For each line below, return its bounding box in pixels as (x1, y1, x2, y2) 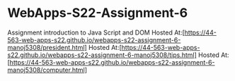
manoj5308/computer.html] (7, 66, 87, 74)
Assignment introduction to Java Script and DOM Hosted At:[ (7, 28, 185, 37)
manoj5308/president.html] (7, 43, 87, 51)
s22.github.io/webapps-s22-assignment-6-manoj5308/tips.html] (7, 51, 197, 59)
